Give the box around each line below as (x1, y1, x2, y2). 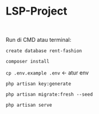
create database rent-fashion (5, 47, 83, 54)
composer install (5, 58, 50, 64)
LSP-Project (5, 4, 67, 18)
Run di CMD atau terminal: (5, 36, 72, 43)
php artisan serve (5, 102, 52, 108)
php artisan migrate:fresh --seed (5, 91, 94, 98)
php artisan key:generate (5, 81, 71, 87)
